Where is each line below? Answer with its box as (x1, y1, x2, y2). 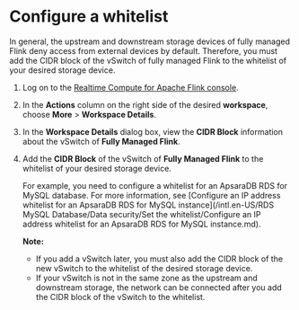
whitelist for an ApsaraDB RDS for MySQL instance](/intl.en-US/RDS (22, 199, 275, 210)
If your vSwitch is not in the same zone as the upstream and (35, 272, 258, 283)
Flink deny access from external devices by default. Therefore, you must (9, 45, 278, 56)
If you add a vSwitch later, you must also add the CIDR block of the (35, 253, 284, 264)
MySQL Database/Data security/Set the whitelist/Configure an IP (22, 208, 261, 219)
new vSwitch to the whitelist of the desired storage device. (35, 262, 253, 273)
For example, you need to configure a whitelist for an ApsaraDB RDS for (22, 180, 288, 190)
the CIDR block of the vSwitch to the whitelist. (35, 291, 206, 302)
